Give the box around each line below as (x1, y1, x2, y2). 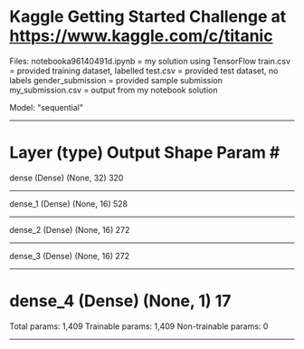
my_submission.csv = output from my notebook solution (9, 84, 219, 95)
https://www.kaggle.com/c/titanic (9, 25, 273, 46)
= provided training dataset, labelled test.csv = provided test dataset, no (9, 65, 279, 76)
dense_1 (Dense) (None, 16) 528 (9, 198, 128, 209)
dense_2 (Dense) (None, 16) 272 (9, 224, 130, 235)
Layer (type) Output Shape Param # (9, 142, 280, 163)
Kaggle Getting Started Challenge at (9, 6, 287, 27)
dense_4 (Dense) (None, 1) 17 (9, 291, 232, 312)
